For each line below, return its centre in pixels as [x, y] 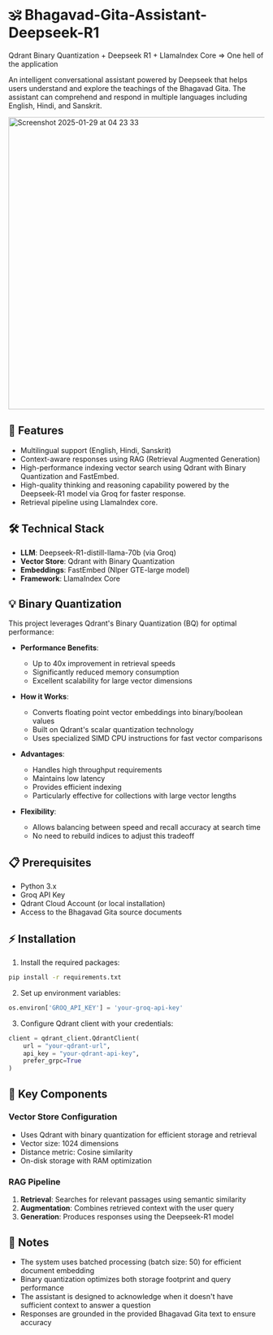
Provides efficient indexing [77, 787]
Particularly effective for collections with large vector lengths [134, 796]
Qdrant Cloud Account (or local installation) [93, 904]
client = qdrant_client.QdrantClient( [74, 1038]
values [43, 721]
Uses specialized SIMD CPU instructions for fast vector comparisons [147, 739]
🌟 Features [36, 431]
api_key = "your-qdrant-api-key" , [81, 1054]
